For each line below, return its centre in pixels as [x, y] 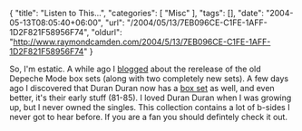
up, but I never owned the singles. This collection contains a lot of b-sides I [150, 107]
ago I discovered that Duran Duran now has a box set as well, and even [142, 88]
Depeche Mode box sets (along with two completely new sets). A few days [149, 79]
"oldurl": [107, 32]
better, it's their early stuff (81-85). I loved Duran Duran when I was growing [151, 98]
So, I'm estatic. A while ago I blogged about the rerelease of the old [135, 69]
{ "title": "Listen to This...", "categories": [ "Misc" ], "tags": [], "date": [137, 13]
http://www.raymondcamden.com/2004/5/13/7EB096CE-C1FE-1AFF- [142, 42]
